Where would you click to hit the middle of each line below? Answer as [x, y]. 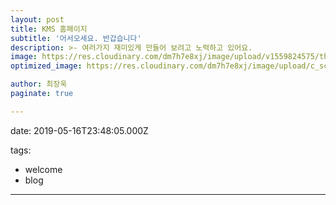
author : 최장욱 [39, 84]
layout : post [37, 19]
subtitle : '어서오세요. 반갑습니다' [76, 38]
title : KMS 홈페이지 [49, 29]
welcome [43, 169]
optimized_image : [46, 66]
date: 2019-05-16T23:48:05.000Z [79, 130]
